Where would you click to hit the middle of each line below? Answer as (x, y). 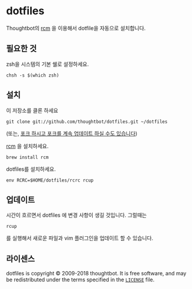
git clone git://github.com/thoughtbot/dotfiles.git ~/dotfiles (87, 122)
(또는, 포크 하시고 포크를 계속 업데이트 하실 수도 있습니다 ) (72, 133)
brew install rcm (27, 157)
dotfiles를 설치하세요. (31, 169)
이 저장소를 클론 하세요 (32, 110)
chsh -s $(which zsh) (33, 75)
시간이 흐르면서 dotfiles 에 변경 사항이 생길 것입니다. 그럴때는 (77, 215)
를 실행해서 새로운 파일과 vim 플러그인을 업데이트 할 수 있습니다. (80, 238)
